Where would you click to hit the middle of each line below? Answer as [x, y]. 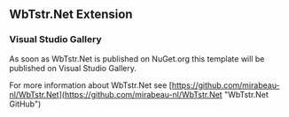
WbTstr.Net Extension [71, 15]
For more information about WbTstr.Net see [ [91, 85]
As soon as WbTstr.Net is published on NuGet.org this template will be [137, 58]
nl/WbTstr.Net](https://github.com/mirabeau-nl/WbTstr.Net [116, 94]
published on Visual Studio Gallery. [73, 68]
